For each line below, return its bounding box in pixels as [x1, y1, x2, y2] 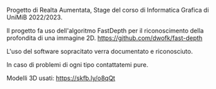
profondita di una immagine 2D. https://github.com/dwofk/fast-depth [6, 34, 203, 42]
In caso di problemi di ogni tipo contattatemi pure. [6, 61, 149, 68]
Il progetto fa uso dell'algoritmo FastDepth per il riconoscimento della [6, 27, 204, 34]
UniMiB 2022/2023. [6, 13, 63, 21]
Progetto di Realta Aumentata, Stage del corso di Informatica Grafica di [6, 6, 209, 14]
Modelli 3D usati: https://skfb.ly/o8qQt [6, 74, 116, 82]
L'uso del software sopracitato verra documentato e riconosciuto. [6, 48, 193, 55]
